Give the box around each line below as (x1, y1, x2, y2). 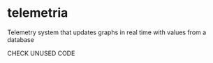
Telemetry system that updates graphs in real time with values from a (7, 28, 207, 36)
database (7, 35, 35, 43)
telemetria (7, 5, 68, 21)
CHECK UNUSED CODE (7, 49, 75, 57)
